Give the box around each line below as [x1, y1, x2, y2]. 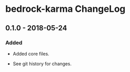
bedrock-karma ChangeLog [5, 3, 126, 15]
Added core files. [12, 50, 50, 57]
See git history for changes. [12, 60, 72, 67]
